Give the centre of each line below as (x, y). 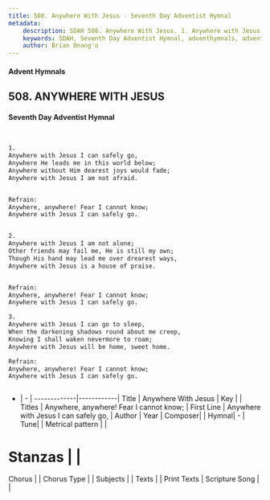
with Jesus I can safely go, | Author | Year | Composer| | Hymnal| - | (132, 416)
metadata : (25, 23)
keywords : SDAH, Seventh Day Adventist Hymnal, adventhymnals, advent (143, 38)
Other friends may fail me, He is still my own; (91, 251)
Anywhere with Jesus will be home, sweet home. (90, 346)
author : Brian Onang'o (61, 46)
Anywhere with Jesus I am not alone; (72, 244)
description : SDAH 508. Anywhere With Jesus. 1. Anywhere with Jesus (142, 31)
